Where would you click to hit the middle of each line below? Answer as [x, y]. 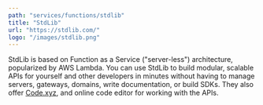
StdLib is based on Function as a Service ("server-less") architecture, [121, 60]
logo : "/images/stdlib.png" [54, 37]
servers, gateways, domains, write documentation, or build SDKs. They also [131, 85]
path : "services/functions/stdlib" [67, 15]
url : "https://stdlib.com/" [54, 30]
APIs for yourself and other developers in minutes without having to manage [131, 76]
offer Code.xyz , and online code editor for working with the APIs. [113, 93]
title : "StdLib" [35, 23]
